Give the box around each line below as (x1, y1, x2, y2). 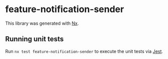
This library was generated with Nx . (5, 20, 79, 26)
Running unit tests (5, 35, 64, 43)
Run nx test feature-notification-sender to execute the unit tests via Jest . (5, 48, 163, 54)
